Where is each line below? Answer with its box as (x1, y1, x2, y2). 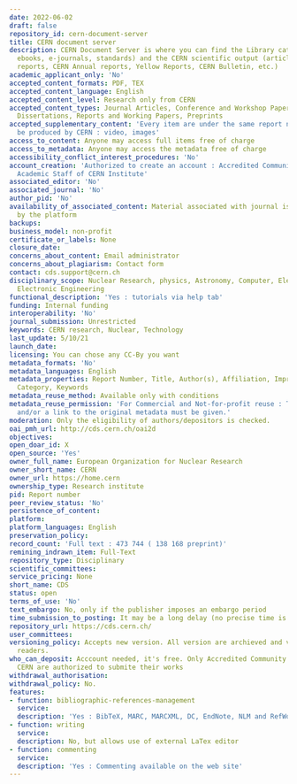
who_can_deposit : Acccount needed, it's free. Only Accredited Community (9, 655, 287, 664)
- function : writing (9, 720, 86, 730)
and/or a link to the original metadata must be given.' (17, 408, 232, 417)
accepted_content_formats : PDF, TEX (9, 79, 144, 88)
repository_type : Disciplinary (9, 556, 125, 565)
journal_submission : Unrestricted (9, 318, 137, 327)
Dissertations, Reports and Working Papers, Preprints (17, 111, 224, 120)
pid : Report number (9, 490, 81, 499)
